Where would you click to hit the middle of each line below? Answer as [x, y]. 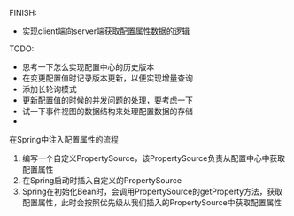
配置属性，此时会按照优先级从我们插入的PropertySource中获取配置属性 [151, 202]
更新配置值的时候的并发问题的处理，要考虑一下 [107, 100]
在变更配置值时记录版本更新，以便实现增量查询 [107, 78]
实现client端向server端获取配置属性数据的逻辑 [106, 31]
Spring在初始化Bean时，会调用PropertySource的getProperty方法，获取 [152, 191]
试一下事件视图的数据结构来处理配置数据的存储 [107, 111]
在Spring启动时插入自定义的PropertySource [102, 180]
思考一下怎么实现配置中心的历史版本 [88, 67]
